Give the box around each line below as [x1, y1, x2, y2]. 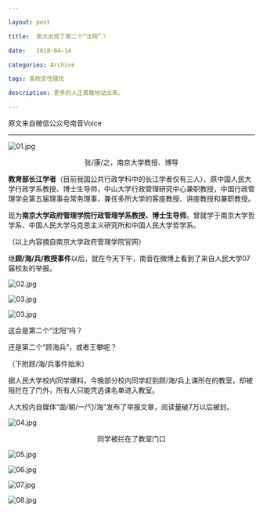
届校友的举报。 [8, 263, 56, 273]
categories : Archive [8, 60, 76, 69]
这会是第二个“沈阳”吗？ [8, 326, 84, 335]
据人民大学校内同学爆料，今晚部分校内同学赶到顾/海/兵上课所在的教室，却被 [8, 376, 254, 385]
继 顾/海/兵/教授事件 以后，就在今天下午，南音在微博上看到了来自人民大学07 [8, 254, 250, 263]
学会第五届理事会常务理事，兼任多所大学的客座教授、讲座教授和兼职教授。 [14, 194, 255, 203]
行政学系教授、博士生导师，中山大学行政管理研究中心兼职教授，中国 [14, 184, 235, 193]
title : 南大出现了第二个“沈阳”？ [8, 32, 108, 40]
